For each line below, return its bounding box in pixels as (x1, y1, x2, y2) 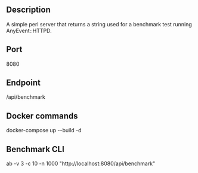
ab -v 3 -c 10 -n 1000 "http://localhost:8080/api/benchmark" (6, 160, 156, 167)
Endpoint (6, 78, 41, 88)
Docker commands (6, 111, 78, 121)
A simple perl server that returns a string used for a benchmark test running (6, 20, 192, 28)
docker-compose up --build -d (6, 127, 82, 134)
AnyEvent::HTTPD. (6, 27, 52, 34)
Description (6, 5, 51, 15)
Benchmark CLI (6, 144, 64, 154)
